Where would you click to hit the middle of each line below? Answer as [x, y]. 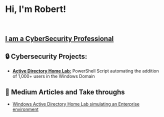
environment [25, 109]
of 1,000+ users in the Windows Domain [53, 76]
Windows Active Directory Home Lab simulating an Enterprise [76, 104]
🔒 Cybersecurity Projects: [46, 56]
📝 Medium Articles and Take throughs [65, 92]
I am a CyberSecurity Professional [59, 39]
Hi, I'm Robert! [36, 9]
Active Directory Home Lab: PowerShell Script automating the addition [85, 71]
